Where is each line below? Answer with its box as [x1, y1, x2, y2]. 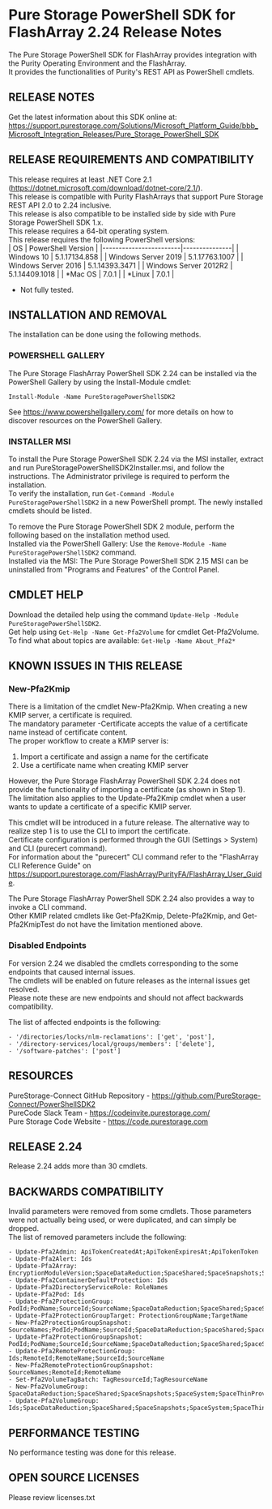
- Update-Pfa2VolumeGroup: [8, 1397, 100, 1405]
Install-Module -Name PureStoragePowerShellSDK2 [8, 392, 176, 401]
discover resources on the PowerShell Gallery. [8, 415, 163, 425]
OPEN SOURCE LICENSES [8, 1471, 140, 1485]
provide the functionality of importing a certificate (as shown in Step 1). [8, 785, 245, 795]
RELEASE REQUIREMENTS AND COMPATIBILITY [8, 152, 255, 167]
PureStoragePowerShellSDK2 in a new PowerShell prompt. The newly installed [8, 497, 263, 507]
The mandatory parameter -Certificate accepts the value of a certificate [8, 719, 249, 729]
